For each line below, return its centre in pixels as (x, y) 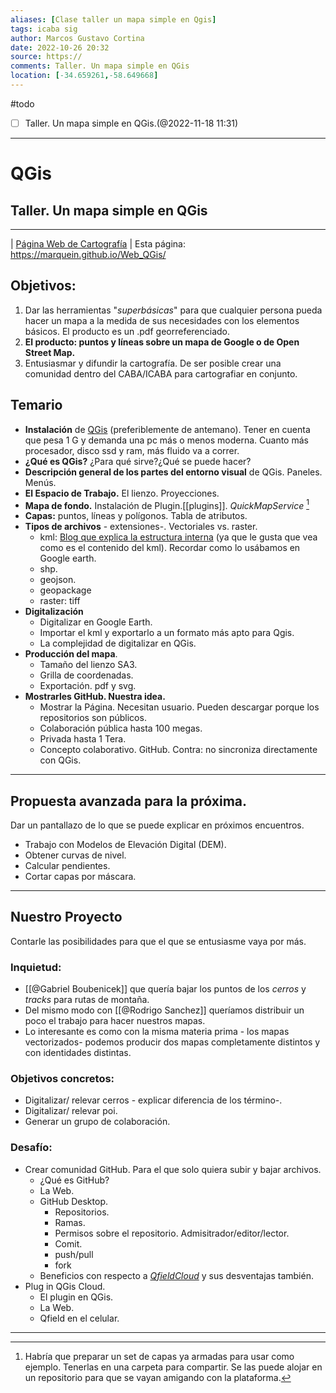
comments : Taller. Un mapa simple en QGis (100, 66)
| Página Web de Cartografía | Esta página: (98, 243)
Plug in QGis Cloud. (65, 1286)
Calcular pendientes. (67, 866)
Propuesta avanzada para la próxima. (129, 801)
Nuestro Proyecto (66, 917)
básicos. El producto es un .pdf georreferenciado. (127, 331)
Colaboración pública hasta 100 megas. (121, 728)
